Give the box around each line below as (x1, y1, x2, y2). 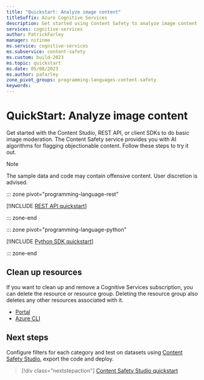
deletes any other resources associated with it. (6, 296, 124, 304)
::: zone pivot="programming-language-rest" (6, 190, 119, 198)
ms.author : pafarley (6, 71, 59, 77)
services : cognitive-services (6, 26, 83, 32)
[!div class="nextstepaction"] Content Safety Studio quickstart (21, 367, 178, 374)
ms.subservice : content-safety (6, 49, 86, 55)
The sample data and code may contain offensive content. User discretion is (6, 172, 198, 179)
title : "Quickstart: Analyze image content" (6, 9, 121, 15)
